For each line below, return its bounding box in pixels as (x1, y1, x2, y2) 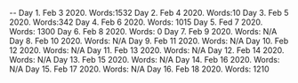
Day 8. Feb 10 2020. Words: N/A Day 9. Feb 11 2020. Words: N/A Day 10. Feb (9, 35, 289, 46)
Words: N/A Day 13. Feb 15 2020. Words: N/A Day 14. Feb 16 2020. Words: (9, 55, 280, 64)
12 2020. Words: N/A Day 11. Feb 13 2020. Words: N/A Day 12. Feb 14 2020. (9, 45, 285, 56)
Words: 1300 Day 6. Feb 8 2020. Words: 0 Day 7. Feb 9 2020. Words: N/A (9, 26, 278, 36)
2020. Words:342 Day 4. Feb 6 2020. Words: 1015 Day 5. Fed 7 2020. (9, 17, 263, 27)
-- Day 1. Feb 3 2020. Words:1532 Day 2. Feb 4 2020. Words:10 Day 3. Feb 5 (9, 8, 289, 18)
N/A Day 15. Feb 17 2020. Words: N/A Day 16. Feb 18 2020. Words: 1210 (9, 64, 270, 74)
